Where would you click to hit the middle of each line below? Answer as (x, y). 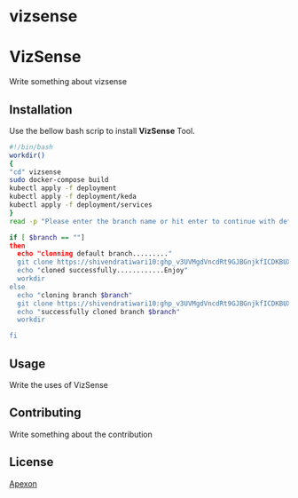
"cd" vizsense (35, 172)
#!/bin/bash (31, 147)
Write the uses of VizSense (59, 385)
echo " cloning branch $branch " (75, 295)
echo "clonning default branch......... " (95, 254)
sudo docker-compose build (59, 180)
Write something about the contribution (81, 434)
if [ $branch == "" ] (47, 237)
